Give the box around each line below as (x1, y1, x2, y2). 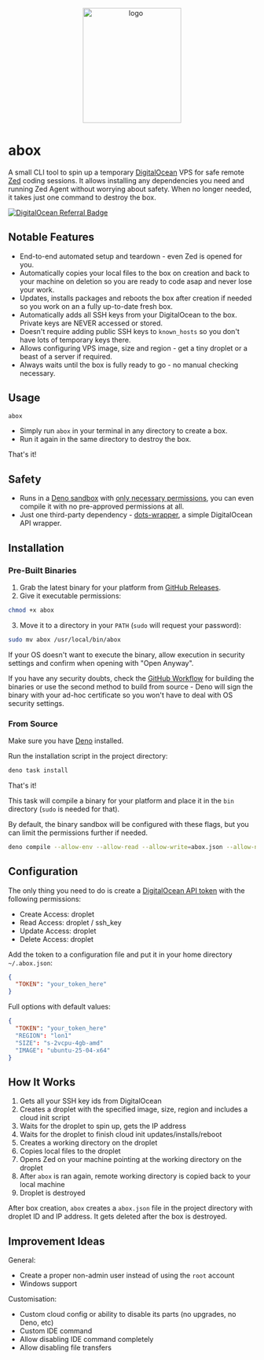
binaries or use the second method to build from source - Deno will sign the (8, 682, 253, 691)
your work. (19, 285, 55, 294)
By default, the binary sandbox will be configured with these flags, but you (8, 819, 249, 829)
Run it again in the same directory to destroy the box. (19, 435, 192, 444)
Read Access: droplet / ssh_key (19, 917, 122, 927)
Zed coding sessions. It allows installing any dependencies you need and (8, 175, 245, 185)
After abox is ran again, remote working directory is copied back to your (19, 1171, 251, 1181)
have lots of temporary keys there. (19, 335, 131, 344)
